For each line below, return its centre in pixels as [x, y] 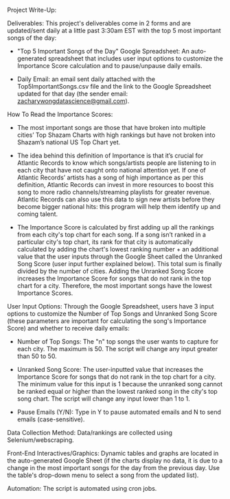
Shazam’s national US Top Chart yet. [69, 142]
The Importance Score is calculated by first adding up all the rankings [115, 227]
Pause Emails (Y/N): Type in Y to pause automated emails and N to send [119, 412]
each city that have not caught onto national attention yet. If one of [111, 170]
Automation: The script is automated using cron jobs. [82, 488]
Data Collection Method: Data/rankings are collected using [90, 433]
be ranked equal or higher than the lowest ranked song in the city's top [117, 391]
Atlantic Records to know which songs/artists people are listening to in [116, 163]
